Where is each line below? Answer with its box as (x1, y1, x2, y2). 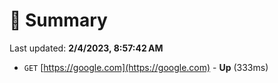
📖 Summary (9, 9, 108, 32)
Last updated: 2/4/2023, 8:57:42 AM (9, 42, 164, 54)
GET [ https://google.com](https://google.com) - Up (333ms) (23, 61, 269, 73)
